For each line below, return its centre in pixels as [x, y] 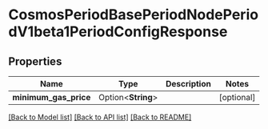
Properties [35, 61]
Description [188, 84]
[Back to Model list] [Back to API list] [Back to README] [100, 117]
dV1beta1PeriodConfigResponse [118, 32]
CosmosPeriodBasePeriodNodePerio [133, 15]
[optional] [237, 97]
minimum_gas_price [52, 97]
